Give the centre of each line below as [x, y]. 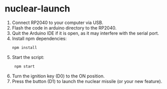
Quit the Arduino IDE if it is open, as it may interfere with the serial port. [85, 33]
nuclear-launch [38, 9]
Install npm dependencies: [39, 38]
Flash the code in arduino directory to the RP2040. [64, 27]
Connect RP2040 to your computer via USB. [57, 22]
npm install [24, 47]
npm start [25, 66]
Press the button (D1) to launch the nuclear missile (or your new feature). [87, 81]
